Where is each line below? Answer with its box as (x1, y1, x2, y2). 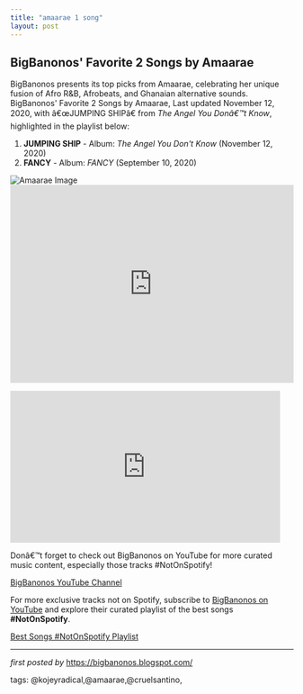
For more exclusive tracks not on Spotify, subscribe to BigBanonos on (10, 595, 269, 606)
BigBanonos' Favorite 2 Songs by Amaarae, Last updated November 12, (10, 98, 275, 109)
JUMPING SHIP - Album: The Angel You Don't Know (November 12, (22, 139, 273, 149)
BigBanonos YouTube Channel (10, 577, 122, 588)
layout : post (10, 22, 59, 31)
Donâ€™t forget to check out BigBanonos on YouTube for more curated (10, 550, 273, 561)
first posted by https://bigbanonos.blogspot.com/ (10, 657, 193, 668)
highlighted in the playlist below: (10, 121, 129, 131)
